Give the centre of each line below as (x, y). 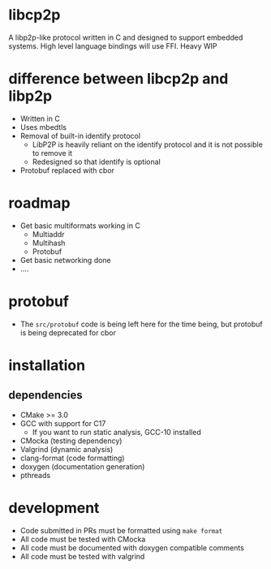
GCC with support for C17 (63, 423)
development (54, 508)
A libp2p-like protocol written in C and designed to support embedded (126, 37)
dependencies (45, 395)
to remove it (52, 153)
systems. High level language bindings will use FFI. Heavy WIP (113, 45)
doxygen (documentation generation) (82, 466)
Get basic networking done (65, 260)
